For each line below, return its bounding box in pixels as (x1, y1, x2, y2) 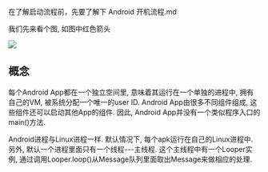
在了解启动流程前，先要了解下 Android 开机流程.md (8, 7, 178, 16)
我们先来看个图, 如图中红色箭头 (8, 24, 110, 34)
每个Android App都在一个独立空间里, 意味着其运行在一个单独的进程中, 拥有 (8, 87, 254, 97)
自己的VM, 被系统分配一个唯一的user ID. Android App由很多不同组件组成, (8, 97, 249, 106)
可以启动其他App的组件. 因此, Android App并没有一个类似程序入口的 (35, 107, 261, 117)
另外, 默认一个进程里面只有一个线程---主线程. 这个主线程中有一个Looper (8, 144, 246, 154)
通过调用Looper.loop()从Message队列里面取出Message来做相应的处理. (18, 154, 253, 164)
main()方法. (8, 117, 46, 126)
